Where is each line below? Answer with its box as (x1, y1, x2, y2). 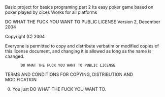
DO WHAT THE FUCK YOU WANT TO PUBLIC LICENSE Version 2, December (5, 19, 161, 24)
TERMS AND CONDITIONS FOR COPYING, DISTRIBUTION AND (5, 72, 133, 77)
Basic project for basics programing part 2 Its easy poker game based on (5, 4, 154, 10)
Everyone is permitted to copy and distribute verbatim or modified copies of (5, 43, 159, 48)
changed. (5, 53, 25, 59)
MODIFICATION (5, 77, 37, 82)
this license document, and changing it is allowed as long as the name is (5, 48, 152, 54)
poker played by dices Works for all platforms (5, 9, 98, 15)
